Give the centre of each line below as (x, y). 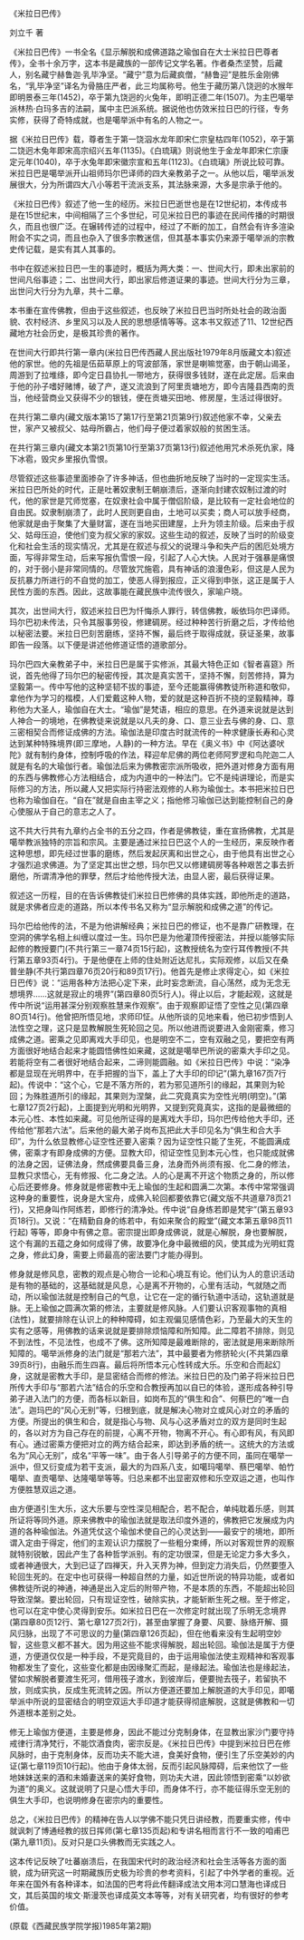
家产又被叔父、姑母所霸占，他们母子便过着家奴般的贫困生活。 (140, 428)
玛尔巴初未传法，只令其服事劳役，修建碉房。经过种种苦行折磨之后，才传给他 (152, 622)
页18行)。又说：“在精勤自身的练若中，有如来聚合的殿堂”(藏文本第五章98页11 (151, 1221)
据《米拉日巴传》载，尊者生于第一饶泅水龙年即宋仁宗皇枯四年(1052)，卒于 (148, 139)
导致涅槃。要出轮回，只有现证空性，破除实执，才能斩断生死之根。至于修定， (152, 1599)
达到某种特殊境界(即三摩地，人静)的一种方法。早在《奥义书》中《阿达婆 (143, 743)
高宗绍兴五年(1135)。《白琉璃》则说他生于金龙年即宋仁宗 (176, 151)
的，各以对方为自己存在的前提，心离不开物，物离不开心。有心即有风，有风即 (152, 1433)
